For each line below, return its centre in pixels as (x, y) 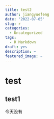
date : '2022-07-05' (25, 19)
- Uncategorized (26, 33)
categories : (17, 28)
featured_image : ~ (24, 56)
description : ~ (21, 51)
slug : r (13, 24)
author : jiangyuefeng (27, 14)
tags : (11, 38)
